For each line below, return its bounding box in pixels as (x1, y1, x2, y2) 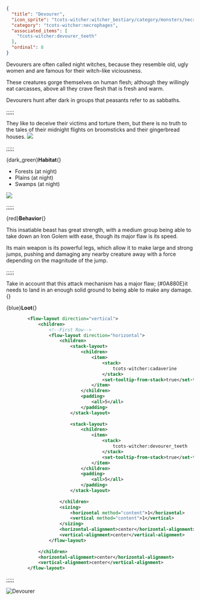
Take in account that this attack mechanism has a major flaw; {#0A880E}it (6, 280, 188, 287)
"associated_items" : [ (11, 27, 68, 34)
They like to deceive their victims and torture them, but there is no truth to (6, 119, 187, 126)
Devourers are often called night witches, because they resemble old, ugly (6, 60, 189, 68)
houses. (6, 133, 26, 140)
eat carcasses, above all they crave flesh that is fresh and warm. (6, 85, 165, 92)
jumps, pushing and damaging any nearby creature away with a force (6, 250, 177, 258)
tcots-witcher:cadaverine (112, 366, 177, 372)
